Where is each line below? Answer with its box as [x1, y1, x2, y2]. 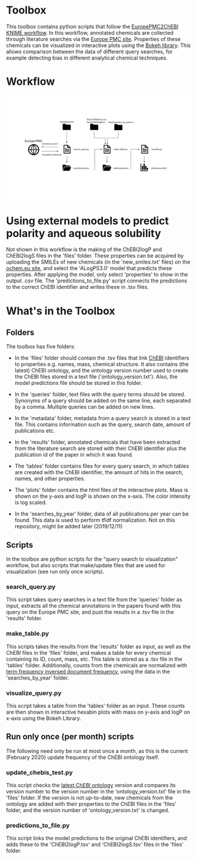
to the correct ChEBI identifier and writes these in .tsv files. [6, 284, 149, 291]
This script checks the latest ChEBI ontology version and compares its [6, 782, 176, 789]
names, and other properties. [14, 475, 85, 482]
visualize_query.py [6, 689, 62, 697]
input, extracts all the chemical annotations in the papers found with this [6, 602, 181, 610]
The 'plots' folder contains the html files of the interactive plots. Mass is [14, 487, 188, 494]
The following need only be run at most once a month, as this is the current [6, 747, 188, 754]
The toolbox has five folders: [6, 343, 75, 350]
